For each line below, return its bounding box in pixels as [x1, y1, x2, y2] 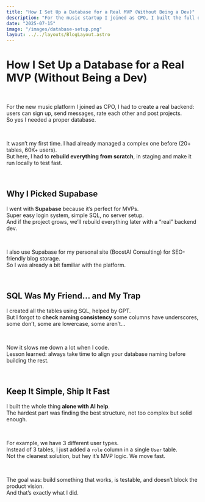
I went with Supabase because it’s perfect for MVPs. [6, 205, 139, 212]
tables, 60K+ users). [6, 146, 57, 153]
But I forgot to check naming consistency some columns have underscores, [6, 313, 199, 321]
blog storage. [27, 254, 61, 262]
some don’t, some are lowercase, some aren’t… [6, 320, 126, 327]
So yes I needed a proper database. [6, 116, 96, 124]
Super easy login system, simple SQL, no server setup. [6, 212, 145, 219]
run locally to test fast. [6, 160, 63, 167]
